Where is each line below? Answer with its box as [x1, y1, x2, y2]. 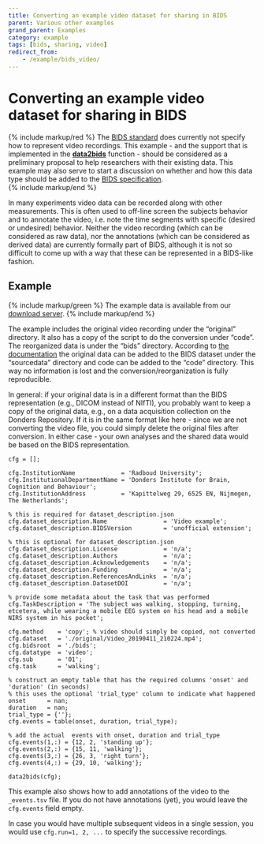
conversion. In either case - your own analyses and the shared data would [8, 431, 249, 441]
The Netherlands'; [8, 496, 69, 505]
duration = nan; [8, 704, 69, 711]
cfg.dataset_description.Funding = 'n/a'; [8, 566, 192, 573]
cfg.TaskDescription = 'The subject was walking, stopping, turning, [8, 600, 242, 608]
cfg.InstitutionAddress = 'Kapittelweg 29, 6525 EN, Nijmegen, [8, 490, 252, 498]
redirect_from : [8, 48, 58, 56]
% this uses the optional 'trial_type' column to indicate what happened [8, 689, 256, 698]
